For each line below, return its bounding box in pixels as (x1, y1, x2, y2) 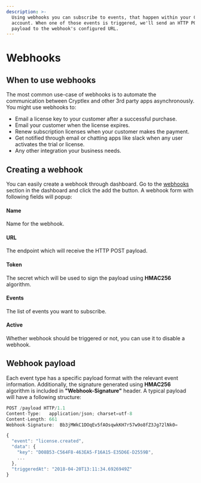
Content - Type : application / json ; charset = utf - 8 (6, 410, 133, 416)
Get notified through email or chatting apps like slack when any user (14, 134, 184, 141)
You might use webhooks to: (6, 104, 77, 111)
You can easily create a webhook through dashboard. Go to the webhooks (6, 180, 190, 188)
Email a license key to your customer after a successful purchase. (14, 115, 178, 123)
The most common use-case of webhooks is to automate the (6, 91, 157, 98)
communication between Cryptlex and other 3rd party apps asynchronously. (6, 97, 194, 105)
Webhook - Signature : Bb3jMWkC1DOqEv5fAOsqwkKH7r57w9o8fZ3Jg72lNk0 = (6, 422, 178, 428)
